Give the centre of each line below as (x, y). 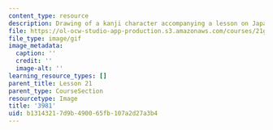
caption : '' (36, 53)
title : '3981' (32, 106)
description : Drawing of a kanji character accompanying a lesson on (129, 23)
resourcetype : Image (43, 99)
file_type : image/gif (45, 38)
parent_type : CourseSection (56, 91)
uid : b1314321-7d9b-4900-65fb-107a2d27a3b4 (83, 114)
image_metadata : (36, 46)
